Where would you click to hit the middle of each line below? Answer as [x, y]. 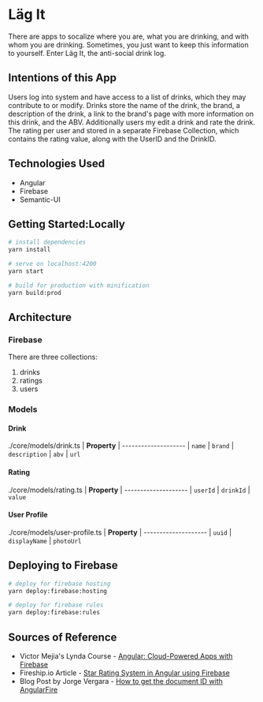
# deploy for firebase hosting [59, 584]
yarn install [30, 250]
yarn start [26, 271]
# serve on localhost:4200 [52, 264]
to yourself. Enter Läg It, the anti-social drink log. [87, 53]
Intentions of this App [62, 78]
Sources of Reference [63, 637]
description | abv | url [44, 454]
